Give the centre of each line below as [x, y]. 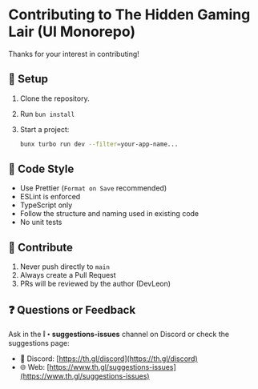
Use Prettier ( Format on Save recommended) [93, 188]
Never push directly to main [65, 267]
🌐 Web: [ [34, 367]
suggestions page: [39, 343]
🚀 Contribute [41, 247]
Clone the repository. [54, 98]
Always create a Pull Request [68, 275]
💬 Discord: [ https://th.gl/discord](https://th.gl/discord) [109, 359]
